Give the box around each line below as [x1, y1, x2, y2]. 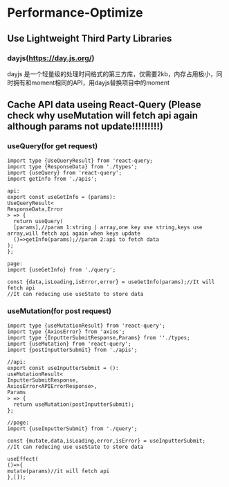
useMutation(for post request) [7, 306, 112, 316]
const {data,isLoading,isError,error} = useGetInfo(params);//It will [7, 278, 215, 285]
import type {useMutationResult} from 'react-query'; [7, 322, 166, 329]
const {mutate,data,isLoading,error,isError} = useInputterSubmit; [7, 437, 206, 444]
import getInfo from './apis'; [7, 175, 98, 182]
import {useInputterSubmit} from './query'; [7, 425, 138, 432]
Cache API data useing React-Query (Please [7, 99, 202, 111]
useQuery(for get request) [7, 141, 98, 151]
